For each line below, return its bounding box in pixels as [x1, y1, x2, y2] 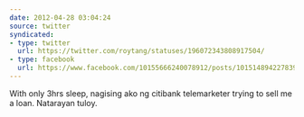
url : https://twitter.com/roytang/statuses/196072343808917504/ [17, 47, 265, 56]
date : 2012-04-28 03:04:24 [9, 13, 111, 22]
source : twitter [9, 22, 71, 31]
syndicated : [9, 30, 54, 39]
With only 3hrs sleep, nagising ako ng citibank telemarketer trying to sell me [9, 87, 292, 99]
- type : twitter [9, 38, 71, 48]
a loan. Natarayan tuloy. [9, 97, 98, 108]
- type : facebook [9, 55, 75, 64]
